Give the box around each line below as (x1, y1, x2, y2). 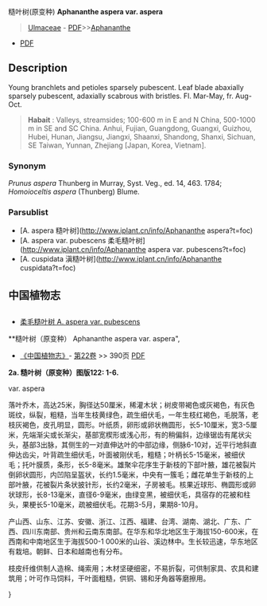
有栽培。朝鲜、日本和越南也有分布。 (8, 547, 127, 557)
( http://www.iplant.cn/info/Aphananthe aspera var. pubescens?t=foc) (19, 245, 246, 254)
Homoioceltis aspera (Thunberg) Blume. (8, 187, 141, 197)
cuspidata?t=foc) (19, 263, 76, 273)
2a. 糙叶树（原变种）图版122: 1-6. (8, 368, 119, 377)
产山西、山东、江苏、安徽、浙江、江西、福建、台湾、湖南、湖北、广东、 (8, 517, 245, 526)
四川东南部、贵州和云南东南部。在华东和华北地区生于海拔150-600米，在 (21, 527, 259, 537)
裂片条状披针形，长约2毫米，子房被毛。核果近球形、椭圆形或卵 (49, 480, 257, 490)
